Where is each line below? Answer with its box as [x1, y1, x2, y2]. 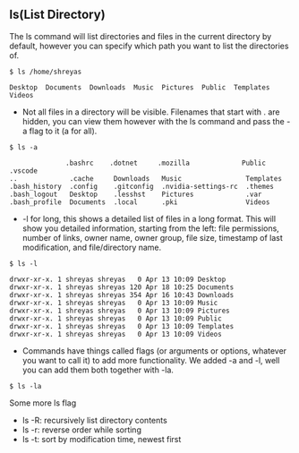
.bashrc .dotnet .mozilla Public [65, 158, 267, 167]
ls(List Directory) [9, 7, 106, 22]
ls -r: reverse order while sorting [21, 424, 141, 435]
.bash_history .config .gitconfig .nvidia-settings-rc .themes [9, 182, 275, 191]
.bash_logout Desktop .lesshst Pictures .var [9, 190, 262, 199]
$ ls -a [9, 142, 38, 151]
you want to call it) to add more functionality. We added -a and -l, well [21, 355, 280, 365]
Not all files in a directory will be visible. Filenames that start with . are [21, 107, 280, 117]
